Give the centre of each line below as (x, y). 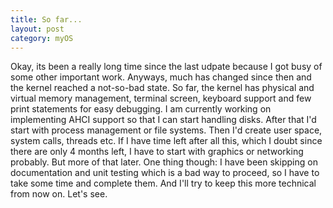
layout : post (37, 29)
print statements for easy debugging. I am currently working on (141, 109)
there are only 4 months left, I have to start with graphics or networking (157, 152)
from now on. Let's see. (59, 194)
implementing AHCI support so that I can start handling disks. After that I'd (163, 120)
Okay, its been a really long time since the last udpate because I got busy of (166, 67)
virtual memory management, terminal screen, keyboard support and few (161, 98)
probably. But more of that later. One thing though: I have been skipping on (164, 162)
